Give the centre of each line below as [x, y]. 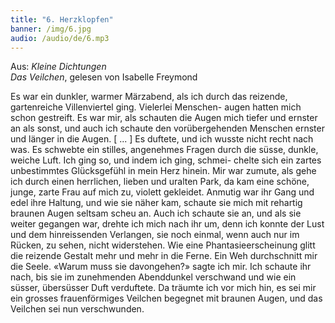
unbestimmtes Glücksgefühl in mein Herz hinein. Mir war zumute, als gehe [163, 171]
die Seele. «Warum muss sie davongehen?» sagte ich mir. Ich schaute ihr [161, 267]
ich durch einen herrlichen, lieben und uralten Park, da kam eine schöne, [160, 182]
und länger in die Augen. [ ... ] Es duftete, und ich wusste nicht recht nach [162, 139]
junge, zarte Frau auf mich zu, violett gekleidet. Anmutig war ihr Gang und [162, 192]
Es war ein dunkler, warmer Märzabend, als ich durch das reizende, [149, 97]
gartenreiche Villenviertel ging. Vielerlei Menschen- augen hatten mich [156, 107]
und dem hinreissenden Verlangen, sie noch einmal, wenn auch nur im [155, 235]
